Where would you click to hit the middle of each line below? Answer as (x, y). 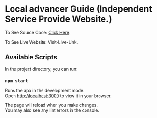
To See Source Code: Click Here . (38, 32)
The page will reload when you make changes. (51, 105)
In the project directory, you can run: (41, 69)
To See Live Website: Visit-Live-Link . (42, 42)
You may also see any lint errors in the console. (52, 110)
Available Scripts (31, 57)
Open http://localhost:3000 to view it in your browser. (58, 96)
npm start (16, 81)
